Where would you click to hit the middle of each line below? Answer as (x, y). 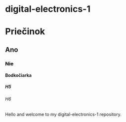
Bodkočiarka (19, 75)
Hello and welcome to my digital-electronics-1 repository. (63, 114)
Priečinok (25, 32)
